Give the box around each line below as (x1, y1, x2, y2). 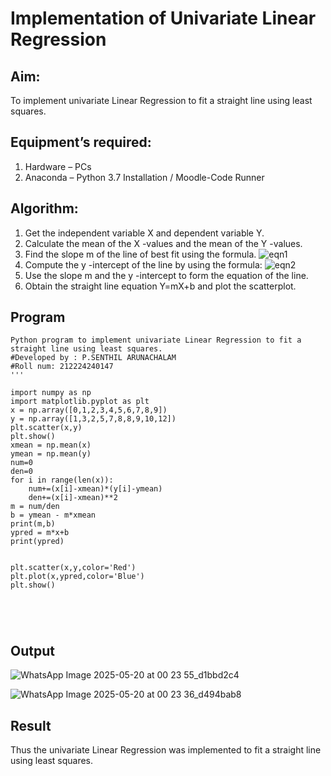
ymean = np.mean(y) (10, 449, 92, 459)
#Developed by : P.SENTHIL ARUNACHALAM (10, 353, 177, 363)
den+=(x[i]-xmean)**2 (28, 493, 118, 503)
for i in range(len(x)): (10, 475, 114, 486)
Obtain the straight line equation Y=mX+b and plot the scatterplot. (24, 280, 297, 292)
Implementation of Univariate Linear (10, 7, 317, 30)
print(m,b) (10, 519, 56, 529)
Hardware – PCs (24, 160, 92, 172)
